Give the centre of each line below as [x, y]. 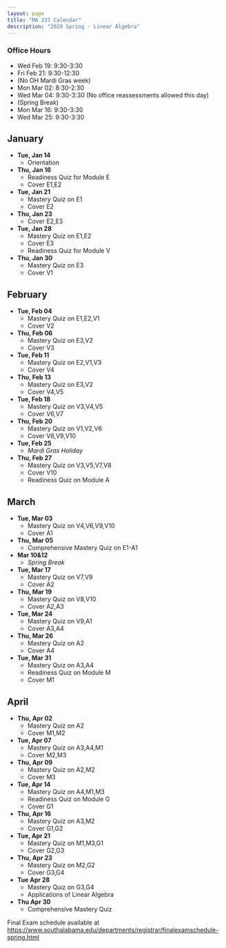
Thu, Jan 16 [34, 170]
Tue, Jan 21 [33, 192]
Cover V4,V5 [45, 392]
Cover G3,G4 [46, 872]
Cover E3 [40, 243]
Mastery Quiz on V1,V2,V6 [64, 428]
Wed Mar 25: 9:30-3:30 [51, 117]
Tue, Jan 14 [34, 155]
